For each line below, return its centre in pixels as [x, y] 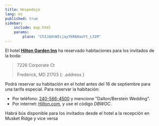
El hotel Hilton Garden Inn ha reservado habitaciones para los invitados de [80, 50]
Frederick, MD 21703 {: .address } [51, 74]
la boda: [13, 55]
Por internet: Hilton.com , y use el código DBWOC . [62, 104]
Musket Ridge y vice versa [32, 118]
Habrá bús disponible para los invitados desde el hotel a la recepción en [77, 113]
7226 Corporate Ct [36, 65]
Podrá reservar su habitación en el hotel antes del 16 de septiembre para [78, 84]
